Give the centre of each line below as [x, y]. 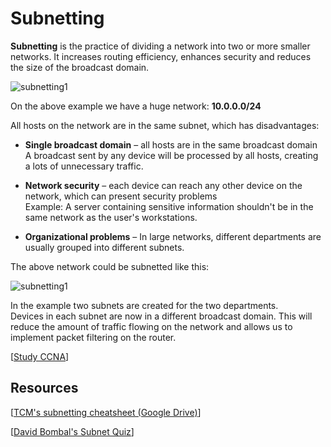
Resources [44, 388]
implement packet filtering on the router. [93, 337]
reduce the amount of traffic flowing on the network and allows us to [151, 326]
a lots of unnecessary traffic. [84, 166]
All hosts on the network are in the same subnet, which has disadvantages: [165, 125]
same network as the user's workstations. [111, 217]
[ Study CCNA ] [40, 356]
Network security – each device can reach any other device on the [163, 185]
